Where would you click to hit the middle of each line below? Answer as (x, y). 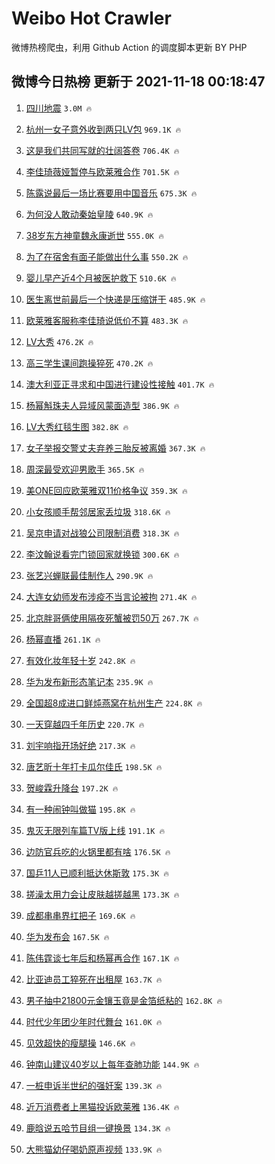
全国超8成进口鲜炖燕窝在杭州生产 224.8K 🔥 (114, 703)
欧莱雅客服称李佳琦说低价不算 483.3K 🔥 (107, 320)
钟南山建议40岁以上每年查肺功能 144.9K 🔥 (112, 1064)
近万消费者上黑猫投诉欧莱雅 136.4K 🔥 (102, 1106)
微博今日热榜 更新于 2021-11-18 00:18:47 (138, 82)
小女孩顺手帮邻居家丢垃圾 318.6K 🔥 (98, 511)
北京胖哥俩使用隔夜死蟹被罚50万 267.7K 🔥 (112, 618)
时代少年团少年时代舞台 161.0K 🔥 (94, 1021)
